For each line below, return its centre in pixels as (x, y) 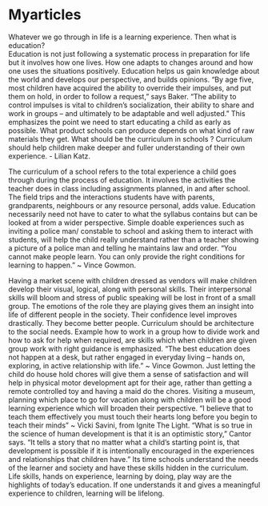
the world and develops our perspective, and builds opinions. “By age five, (131, 79)
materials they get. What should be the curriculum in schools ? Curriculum (130, 139)
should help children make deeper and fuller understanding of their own (127, 147)
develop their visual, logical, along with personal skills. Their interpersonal (130, 289)
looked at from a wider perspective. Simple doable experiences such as (126, 223)
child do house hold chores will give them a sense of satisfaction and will (129, 374)
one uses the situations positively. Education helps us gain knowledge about (134, 70)
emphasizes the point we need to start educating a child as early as (120, 122)
